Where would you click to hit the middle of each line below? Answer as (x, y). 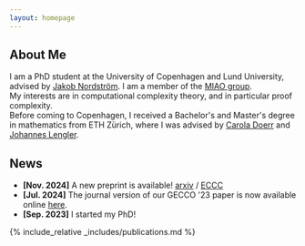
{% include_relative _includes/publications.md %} (102, 232)
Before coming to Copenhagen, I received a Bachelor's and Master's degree (152, 116)
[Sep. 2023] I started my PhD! (79, 214)
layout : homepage (42, 18)
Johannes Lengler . (44, 135)
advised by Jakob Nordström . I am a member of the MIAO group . (131, 87)
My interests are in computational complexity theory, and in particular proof (151, 96)
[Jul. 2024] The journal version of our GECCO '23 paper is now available (159, 195)
